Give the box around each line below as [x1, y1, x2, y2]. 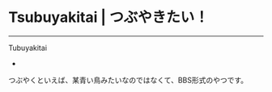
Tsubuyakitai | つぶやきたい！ [8, 8, 209, 27]
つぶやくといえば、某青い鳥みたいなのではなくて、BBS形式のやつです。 [8, 75, 249, 85]
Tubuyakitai [8, 43, 47, 52]
